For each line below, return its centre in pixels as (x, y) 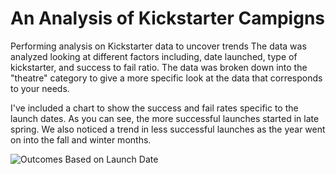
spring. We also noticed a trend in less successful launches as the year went (168, 129)
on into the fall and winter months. (81, 139)
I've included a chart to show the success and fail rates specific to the (154, 108)
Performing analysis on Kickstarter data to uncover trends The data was (158, 46)
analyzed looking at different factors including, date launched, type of (154, 56)
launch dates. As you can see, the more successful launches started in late (165, 118)
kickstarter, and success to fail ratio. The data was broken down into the (159, 67)
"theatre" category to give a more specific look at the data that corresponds (166, 78)
